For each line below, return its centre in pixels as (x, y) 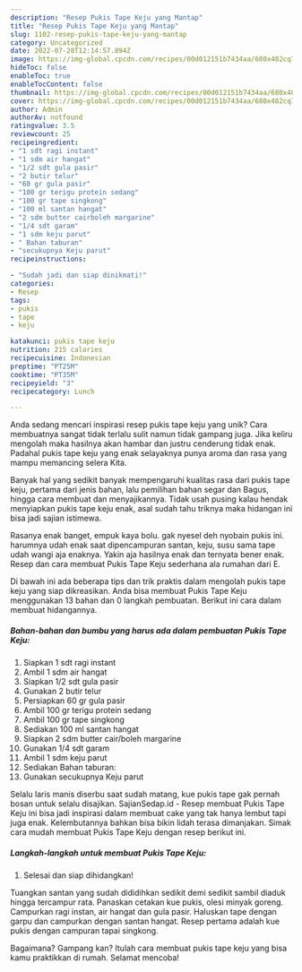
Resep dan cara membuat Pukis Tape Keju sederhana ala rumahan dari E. (146, 564)
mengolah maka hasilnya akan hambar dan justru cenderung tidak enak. (143, 443)
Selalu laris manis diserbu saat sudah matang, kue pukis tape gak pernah (145, 795)
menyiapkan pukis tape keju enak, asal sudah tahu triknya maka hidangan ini (151, 509)
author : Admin (37, 109)
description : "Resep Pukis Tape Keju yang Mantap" (107, 17)
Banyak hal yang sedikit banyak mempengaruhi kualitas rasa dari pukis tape (150, 480)
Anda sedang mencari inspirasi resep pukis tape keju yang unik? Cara (139, 425)
